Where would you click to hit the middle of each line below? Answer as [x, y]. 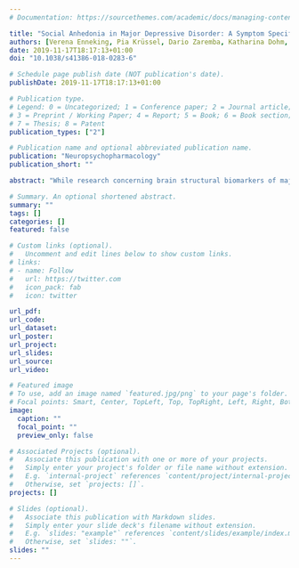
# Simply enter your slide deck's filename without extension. [133, 525]
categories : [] [37, 222]
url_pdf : [25, 312]
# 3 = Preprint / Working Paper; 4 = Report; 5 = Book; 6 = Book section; [151, 115]
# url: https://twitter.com [65, 279]
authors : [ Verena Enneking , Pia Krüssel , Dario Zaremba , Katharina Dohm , [149, 42]
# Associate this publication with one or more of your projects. [139, 459]
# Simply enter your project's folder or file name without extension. [149, 468]
